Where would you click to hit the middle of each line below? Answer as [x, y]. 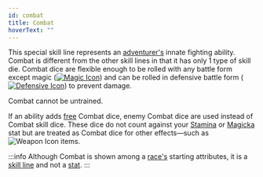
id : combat [26, 15]
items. [70, 142]
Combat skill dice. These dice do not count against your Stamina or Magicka [131, 125]
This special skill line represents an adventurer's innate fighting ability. [122, 53]
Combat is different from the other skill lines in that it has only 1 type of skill [130, 61]
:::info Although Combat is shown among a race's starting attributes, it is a [128, 157]
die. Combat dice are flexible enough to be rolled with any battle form [121, 69]
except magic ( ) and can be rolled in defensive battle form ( [126, 77]
